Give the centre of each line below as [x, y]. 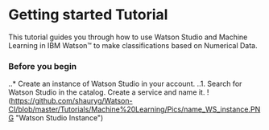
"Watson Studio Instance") [60, 118]
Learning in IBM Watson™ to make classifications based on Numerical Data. [133, 45]
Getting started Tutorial [88, 15]
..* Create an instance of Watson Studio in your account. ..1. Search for [125, 84]
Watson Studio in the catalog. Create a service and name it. [107, 92]
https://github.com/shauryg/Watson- [72, 101]
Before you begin [43, 66]
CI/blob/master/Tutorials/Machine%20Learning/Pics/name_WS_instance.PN [134, 109]
